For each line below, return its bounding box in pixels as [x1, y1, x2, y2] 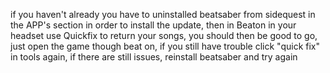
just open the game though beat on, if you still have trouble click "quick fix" [10, 40, 320, 52]
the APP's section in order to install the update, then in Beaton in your [10, 19, 297, 31]
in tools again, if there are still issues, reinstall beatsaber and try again [10, 51, 298, 63]
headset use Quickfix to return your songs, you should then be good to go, [10, 30, 318, 41]
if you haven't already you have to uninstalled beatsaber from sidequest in [10, 9, 316, 20]
